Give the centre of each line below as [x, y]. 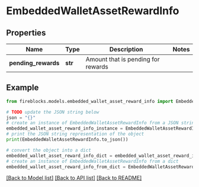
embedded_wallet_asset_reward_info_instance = [65, 128]
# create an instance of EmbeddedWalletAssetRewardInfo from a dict [92, 161]
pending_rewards [34, 63]
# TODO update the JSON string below [53, 112]
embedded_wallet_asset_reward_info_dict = [59, 156]
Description [126, 49]
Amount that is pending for [123, 59]
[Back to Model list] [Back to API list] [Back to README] [74, 178]
